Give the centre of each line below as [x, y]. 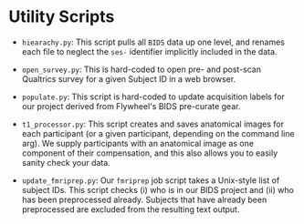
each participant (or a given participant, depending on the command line [158, 133]
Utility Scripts [62, 17]
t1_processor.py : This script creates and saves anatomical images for [153, 124]
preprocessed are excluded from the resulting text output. [131, 209]
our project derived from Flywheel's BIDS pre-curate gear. [131, 106]
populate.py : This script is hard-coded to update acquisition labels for [153, 97]
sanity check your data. [66, 162]
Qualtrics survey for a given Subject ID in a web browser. [129, 78]
